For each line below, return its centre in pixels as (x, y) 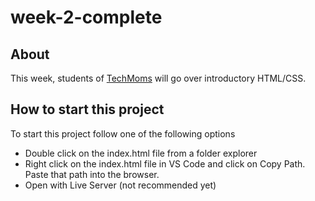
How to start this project (87, 109)
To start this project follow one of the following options (123, 133)
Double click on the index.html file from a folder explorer (141, 153)
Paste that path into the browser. (92, 174)
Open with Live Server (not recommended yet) (120, 185)
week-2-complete (86, 17)
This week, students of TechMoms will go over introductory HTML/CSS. (158, 78)
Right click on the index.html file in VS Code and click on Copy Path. (165, 163)
